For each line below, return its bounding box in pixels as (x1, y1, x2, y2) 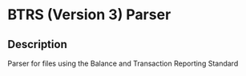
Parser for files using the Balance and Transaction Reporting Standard (7, 58, 239, 68)
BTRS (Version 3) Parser (7, 6, 171, 24)
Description (7, 38, 67, 51)
